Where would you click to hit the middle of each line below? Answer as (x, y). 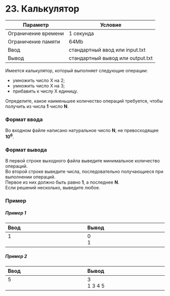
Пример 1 (16, 213)
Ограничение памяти (34, 41)
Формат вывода (26, 150)
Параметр (36, 25)
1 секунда (82, 33)
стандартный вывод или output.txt (111, 58)
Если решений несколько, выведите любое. (53, 188)
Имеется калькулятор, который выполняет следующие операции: (77, 70)
